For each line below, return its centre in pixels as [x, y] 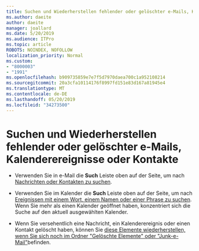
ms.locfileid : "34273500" [38, 105]
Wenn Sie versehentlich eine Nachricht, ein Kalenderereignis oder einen [102, 224]
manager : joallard [29, 28]
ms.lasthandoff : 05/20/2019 [41, 99]
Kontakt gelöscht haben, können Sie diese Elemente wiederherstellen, [100, 230]
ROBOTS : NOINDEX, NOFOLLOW [39, 50]
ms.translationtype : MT [36, 89]
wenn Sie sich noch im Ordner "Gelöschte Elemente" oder [85, 236]
